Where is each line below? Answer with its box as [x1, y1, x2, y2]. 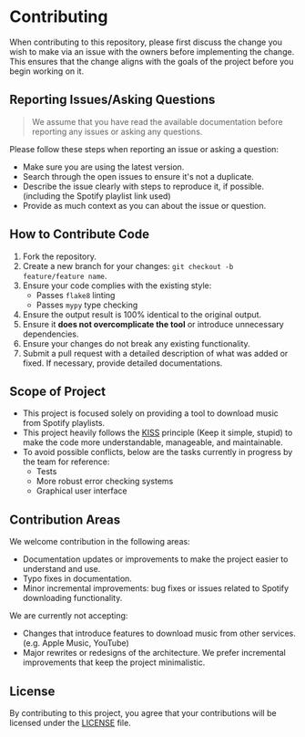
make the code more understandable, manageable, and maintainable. [22, 437, 284, 448]
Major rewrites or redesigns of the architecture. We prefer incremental [22, 648, 287, 659]
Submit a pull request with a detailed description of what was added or [22, 348, 289, 358]
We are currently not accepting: [9, 610, 128, 621]
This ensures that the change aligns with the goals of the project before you [9, 56, 294, 67]
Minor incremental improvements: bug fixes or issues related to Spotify [22, 583, 290, 594]
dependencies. [22, 328, 79, 339]
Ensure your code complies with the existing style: [22, 280, 212, 291]
